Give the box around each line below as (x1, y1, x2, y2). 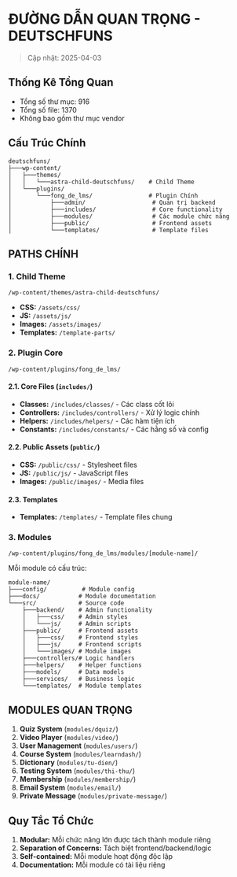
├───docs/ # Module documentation (8, 593, 156, 601)
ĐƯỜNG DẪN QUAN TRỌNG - (8, 10, 201, 28)
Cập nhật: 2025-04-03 (27, 53, 102, 62)
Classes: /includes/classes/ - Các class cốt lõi (19, 399, 174, 409)
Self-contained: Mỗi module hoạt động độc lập (19, 852, 173, 861)
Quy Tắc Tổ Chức (8, 814, 94, 827)
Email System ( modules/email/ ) (19, 783, 122, 793)
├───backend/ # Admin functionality (22, 606, 153, 614)
